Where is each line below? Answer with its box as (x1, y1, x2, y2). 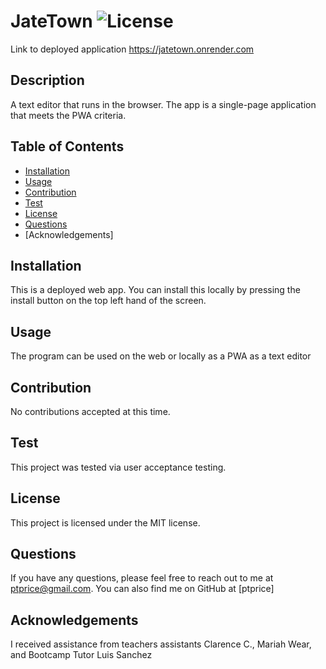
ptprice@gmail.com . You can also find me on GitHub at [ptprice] (10, 583, 275, 595)
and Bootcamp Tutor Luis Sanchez (10, 649, 153, 661)
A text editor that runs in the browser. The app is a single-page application (10, 98, 317, 110)
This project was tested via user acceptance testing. (10, 461, 227, 473)
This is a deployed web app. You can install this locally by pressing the (10, 284, 301, 296)
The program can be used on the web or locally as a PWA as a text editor (10, 350, 312, 362)
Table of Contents (10, 138, 125, 155)
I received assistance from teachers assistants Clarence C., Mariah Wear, (10, 638, 312, 650)
